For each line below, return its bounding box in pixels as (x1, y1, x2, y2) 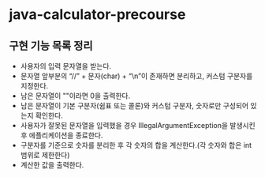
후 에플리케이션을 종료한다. (20, 130, 103, 140)
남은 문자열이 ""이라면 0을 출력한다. (20, 91, 131, 100)
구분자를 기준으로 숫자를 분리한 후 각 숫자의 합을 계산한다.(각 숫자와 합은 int (20, 141, 252, 149)
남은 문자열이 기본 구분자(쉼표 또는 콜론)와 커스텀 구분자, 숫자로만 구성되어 (20, 101, 249, 110)
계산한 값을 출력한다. (20, 160, 84, 169)
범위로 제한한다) (20, 150, 70, 160)
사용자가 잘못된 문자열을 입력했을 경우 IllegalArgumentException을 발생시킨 (20, 121, 256, 130)
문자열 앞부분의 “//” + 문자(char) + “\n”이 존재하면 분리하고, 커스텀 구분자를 (20, 71, 253, 81)
